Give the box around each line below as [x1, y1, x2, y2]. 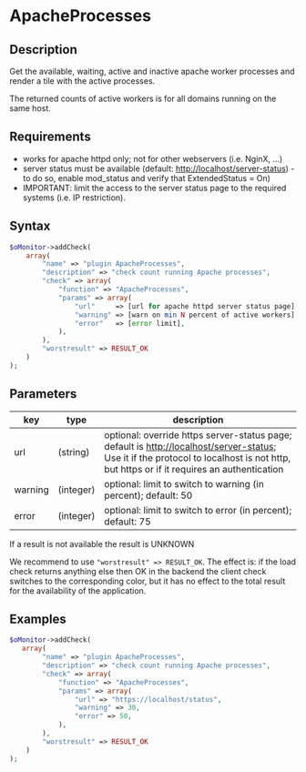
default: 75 [104, 515, 152, 528]
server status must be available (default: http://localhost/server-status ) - [22, 163, 295, 174]
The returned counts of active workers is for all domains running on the [9, 93, 277, 104]
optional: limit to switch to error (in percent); [104, 503, 292, 516]
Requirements [9, 129, 91, 145]
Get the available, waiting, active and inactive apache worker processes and [9, 66, 295, 76]
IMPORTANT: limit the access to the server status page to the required [22, 182, 287, 193]
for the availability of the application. [9, 584, 147, 596]
